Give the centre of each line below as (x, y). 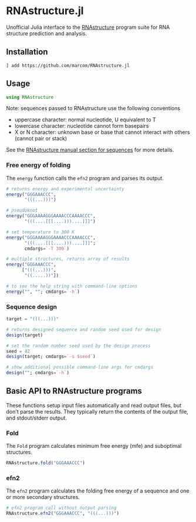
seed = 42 (18, 351)
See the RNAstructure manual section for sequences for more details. (90, 150)
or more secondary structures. (43, 497)
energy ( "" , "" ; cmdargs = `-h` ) (43, 292)
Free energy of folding (38, 165)
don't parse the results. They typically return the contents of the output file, (97, 411)
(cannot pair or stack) (41, 138)
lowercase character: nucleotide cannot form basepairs (82, 126)
